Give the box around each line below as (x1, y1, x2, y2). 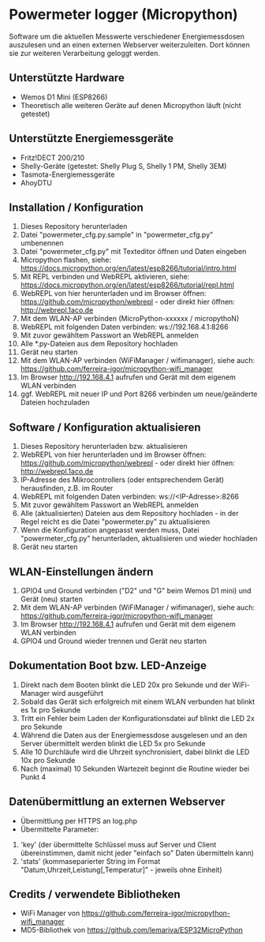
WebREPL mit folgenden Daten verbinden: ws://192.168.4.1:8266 (20, 322, 229, 332)
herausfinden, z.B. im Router (20, 484, 114, 493)
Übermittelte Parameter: (20, 824, 99, 834)
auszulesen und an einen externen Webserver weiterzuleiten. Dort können (9, 39, 251, 49)
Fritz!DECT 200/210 (20, 152, 85, 163)
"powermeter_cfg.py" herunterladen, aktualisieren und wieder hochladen (20, 534, 258, 544)
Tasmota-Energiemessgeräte (20, 170, 115, 179)
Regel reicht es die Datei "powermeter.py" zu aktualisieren (20, 517, 211, 526)
